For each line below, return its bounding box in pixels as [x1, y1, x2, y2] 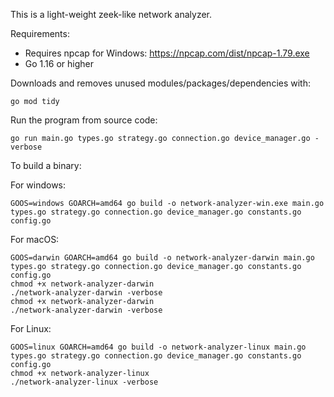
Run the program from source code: [10, 114, 158, 126]
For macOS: [10, 234, 60, 245]
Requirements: [10, 28, 70, 39]
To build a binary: [10, 160, 82, 171]
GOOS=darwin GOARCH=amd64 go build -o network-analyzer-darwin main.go [10, 253, 315, 263]
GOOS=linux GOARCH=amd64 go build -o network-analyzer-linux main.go [10, 342, 307, 352]
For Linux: [10, 323, 52, 334]
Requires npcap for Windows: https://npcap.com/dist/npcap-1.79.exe [24, 47, 310, 59]
